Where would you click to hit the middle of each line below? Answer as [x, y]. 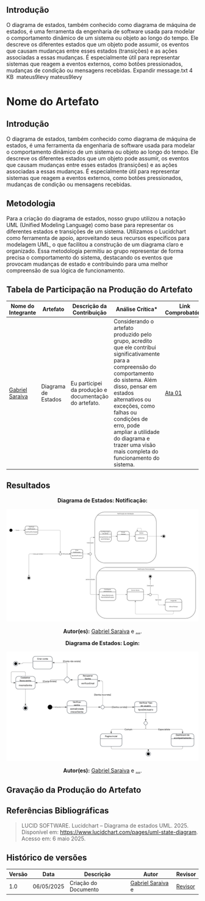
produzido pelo [133, 335]
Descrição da [90, 306]
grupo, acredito [133, 341]
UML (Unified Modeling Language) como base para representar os [90, 225]
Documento [84, 889]
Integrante [23, 312]
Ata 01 [173, 393]
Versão [18, 874]
